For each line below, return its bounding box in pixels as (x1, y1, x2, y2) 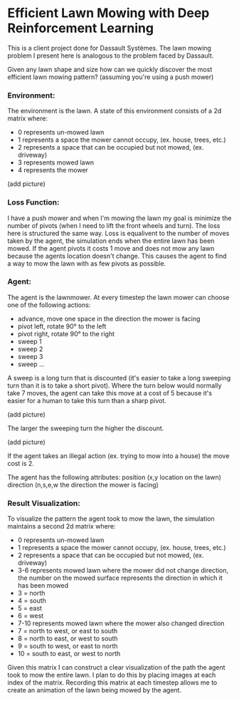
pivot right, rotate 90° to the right (17, 329, 115, 338)
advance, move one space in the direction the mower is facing (17, 314, 201, 323)
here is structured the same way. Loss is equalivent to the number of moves (7, 229, 230, 237)
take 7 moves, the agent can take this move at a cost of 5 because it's (7, 388, 212, 397)
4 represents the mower (17, 166, 89, 175)
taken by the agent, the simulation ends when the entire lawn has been (7, 237, 215, 245)
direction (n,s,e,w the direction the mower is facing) (7, 480, 159, 489)
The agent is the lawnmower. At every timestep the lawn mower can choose (7, 293, 230, 301)
